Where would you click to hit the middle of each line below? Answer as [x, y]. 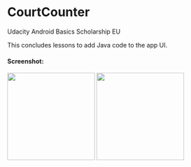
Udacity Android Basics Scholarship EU [64, 31]
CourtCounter [49, 12]
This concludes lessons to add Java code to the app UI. [87, 45]
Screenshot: [26, 61]
